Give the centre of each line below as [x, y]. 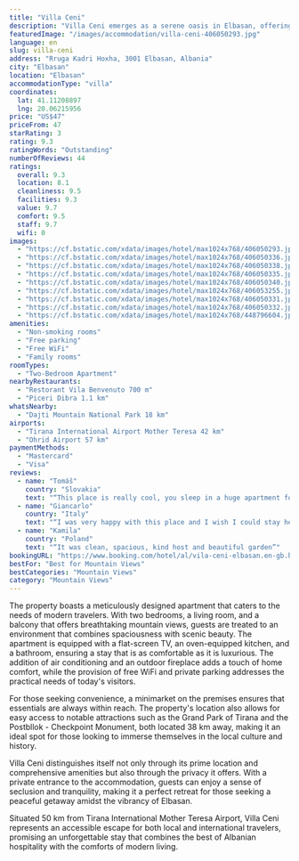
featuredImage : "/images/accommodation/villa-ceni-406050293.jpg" [135, 34]
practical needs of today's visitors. [73, 681]
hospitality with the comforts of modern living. [94, 847]
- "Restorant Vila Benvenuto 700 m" [85, 390]
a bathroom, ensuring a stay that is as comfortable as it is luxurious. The [141, 653]
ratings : [25, 167]
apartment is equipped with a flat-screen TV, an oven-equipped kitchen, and [149, 644]
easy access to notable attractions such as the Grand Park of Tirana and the [149, 718]
